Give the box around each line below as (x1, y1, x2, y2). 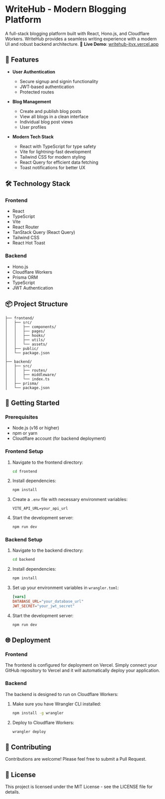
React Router (12, 224, 39, 230)
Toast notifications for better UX (19, 164, 86, 170)
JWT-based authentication (19, 84, 74, 90)
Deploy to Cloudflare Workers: (12, 719, 74, 725)
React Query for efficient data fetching (19, 159, 99, 165)
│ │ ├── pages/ (5, 328, 46, 334)
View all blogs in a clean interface (19, 113, 89, 119)
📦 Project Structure (5, 300, 68, 308)
